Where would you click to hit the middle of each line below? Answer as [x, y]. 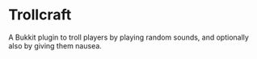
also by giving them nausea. [55, 45]
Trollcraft [40, 15]
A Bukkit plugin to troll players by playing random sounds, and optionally [128, 37]
